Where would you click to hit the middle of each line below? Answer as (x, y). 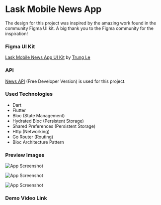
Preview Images (25, 155)
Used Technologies (29, 94)
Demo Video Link (26, 198)
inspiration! (17, 33)
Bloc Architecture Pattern (38, 142)
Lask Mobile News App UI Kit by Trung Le (48, 57)
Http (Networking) (31, 131)
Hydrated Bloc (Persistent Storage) (48, 121)
